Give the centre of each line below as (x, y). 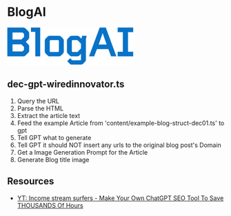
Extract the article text (49, 115)
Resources (31, 181)
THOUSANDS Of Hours (50, 205)
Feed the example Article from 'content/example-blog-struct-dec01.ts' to (121, 123)
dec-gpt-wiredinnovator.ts (66, 85)
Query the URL (38, 101)
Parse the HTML (40, 108)
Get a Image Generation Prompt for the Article (82, 152)
